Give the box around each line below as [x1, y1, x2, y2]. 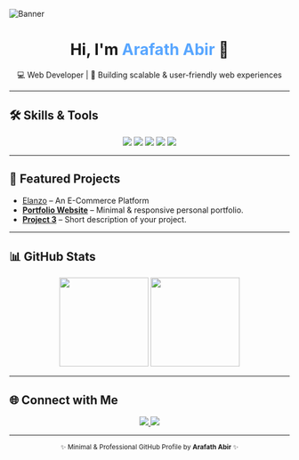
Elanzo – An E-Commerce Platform [21, 195, 149, 206]
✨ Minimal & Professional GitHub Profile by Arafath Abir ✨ [61, 443, 238, 452]
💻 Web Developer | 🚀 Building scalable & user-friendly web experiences [16, 69, 282, 80]
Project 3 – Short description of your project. [21, 214, 187, 224]
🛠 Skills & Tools [9, 108, 100, 124]
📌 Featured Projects [9, 172, 121, 187]
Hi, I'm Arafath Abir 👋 [69, 40, 230, 60]
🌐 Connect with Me [9, 392, 118, 408]
